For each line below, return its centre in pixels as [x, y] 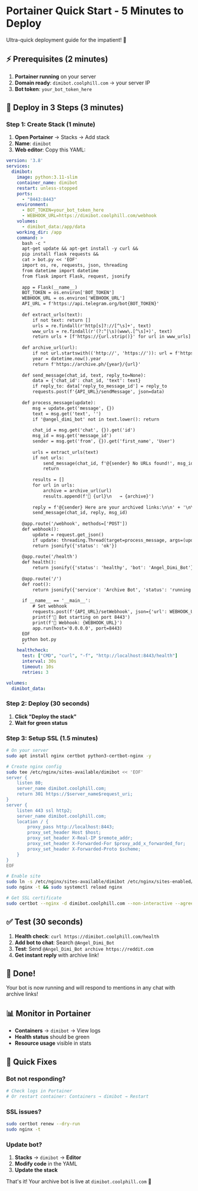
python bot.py [39, 639]
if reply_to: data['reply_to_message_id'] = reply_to [100, 386]
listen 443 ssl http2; [44, 811]
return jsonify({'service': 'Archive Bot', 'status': [100, 590]
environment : [33, 205]
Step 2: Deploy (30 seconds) [48, 703]
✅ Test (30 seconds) [45, 922]
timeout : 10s [38, 667]
